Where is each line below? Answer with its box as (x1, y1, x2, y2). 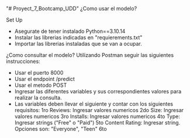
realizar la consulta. (14, 94, 63, 101)
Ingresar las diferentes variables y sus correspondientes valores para (14, 88, 182, 95)
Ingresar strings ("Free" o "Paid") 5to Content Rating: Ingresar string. (14, 119, 181, 126)
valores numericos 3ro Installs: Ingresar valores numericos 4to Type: (14, 113, 180, 120)
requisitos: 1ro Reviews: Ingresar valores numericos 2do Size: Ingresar (14, 107, 184, 113)
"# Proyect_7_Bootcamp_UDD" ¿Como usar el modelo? (6, 5, 137, 12)
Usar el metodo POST (14, 82, 67, 89)
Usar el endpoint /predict (14, 76, 75, 82)
